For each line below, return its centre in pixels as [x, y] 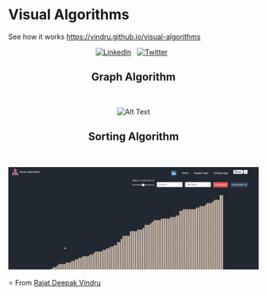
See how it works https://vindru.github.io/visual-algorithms [104, 37]
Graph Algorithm [133, 77]
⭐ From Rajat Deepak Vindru [54, 283]
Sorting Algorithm [133, 137]
